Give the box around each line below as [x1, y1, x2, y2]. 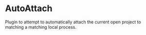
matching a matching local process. [5, 24, 76, 30]
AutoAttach [5, 3, 53, 14]
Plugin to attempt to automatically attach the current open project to [5, 19, 141, 25]
